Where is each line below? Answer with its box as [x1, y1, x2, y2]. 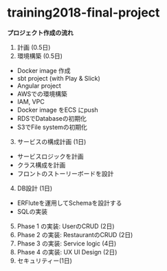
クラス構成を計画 [16, 161, 66, 169]
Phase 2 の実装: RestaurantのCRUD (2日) [16, 230, 133, 239]
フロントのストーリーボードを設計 [16, 169, 114, 177]
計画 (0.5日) [16, 43, 51, 51]
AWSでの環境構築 [16, 90, 67, 98]
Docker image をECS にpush [16, 106, 98, 114]
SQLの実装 [16, 207, 48, 215]
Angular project [16, 81, 62, 90]
